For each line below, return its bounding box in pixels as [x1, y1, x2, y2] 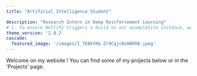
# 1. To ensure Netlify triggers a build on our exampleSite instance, [6, 25, 185, 30]
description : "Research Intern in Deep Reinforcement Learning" [6, 19, 167, 25]
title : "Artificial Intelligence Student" [6, 8, 111, 15]
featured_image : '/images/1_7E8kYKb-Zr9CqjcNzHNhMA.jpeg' [11, 41, 157, 47]
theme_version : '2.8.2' [6, 30, 64, 36]
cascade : [6, 36, 28, 42]
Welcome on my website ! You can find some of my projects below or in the [6, 57, 189, 64]
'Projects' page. [6, 63, 45, 70]
